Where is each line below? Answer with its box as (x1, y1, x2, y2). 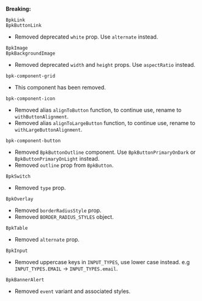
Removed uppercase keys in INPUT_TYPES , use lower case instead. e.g (14, 259, 190, 265)
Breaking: (6, 6, 31, 12)
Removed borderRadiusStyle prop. (14, 207, 102, 214)
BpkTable (6, 225, 28, 231)
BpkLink (6, 17, 26, 23)
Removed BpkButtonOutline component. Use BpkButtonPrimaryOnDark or (14, 148, 196, 156)
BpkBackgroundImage (6, 50, 56, 56)
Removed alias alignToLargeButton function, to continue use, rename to (14, 120, 195, 126)
